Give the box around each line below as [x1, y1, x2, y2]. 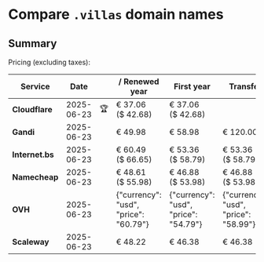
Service [20, 81, 50, 92]
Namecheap [12, 172, 59, 182]
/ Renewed [118, 76, 159, 87]
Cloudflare [12, 104, 53, 115]
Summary [8, 37, 57, 50]
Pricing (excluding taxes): [8, 57, 91, 67]
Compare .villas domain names [8, 5, 224, 24]
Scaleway [12, 237, 49, 247]
